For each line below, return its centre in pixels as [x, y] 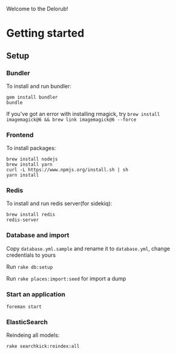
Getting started [45, 33]
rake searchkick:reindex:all [43, 346]
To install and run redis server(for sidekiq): [59, 203]
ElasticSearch [27, 322]
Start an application [36, 294]
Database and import [38, 235]
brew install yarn [29, 165]
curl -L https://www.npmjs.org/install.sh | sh [67, 170]
